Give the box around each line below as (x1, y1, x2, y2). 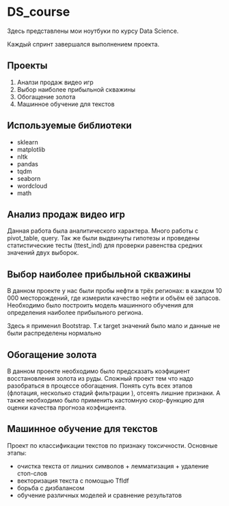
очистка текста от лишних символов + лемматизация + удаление (16, 461, 209, 470)
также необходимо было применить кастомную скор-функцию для (7, 396, 204, 404)
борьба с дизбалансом (16, 483, 85, 492)
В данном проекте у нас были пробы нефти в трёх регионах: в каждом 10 (7, 287, 222, 295)
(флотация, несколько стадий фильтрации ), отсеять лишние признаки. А (7, 389, 221, 397)
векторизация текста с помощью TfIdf (16, 477, 129, 485)
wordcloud (16, 181, 48, 190)
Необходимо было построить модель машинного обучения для (7, 301, 193, 309)
